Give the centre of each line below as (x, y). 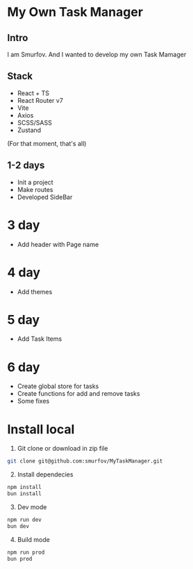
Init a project (35, 182)
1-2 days (26, 165)
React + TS (33, 93)
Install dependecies (45, 474)
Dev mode (32, 507)
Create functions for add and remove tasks (78, 394)
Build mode (33, 539)
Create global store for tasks (58, 386)
